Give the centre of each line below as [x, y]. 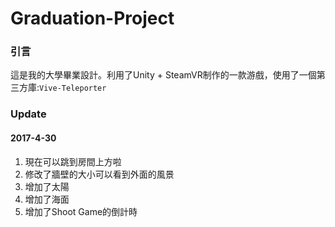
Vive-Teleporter [73, 88]
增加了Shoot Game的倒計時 [81, 211]
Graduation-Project [92, 18]
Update [28, 114]
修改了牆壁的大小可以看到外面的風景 [99, 174]
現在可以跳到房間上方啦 [73, 161]
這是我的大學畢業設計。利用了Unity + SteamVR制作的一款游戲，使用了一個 [163, 75]
